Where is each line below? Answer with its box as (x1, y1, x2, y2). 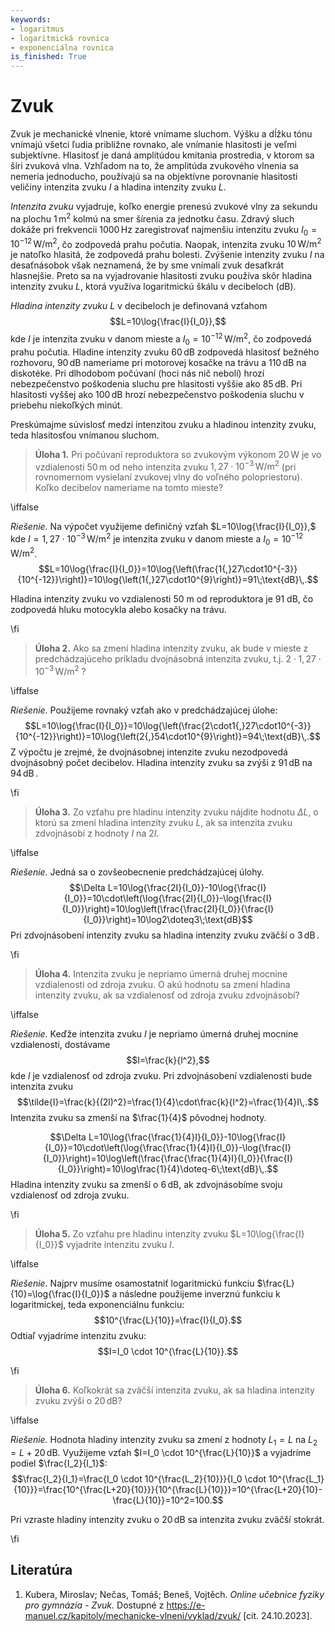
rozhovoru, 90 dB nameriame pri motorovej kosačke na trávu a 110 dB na (10, 356, 307, 368)
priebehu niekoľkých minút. (10, 399, 123, 411)
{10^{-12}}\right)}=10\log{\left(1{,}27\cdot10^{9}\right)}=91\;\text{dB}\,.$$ (17, 574, 319, 586)
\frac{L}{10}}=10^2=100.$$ (112, 1494, 224, 1506)
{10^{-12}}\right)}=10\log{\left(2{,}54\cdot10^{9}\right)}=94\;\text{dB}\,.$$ (14, 731, 322, 743)
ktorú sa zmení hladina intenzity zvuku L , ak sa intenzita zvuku (34, 817, 293, 829)
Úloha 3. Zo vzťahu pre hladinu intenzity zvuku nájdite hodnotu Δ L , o (34, 806, 319, 818)
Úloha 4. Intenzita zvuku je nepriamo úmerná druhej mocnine (34, 968, 288, 980)
